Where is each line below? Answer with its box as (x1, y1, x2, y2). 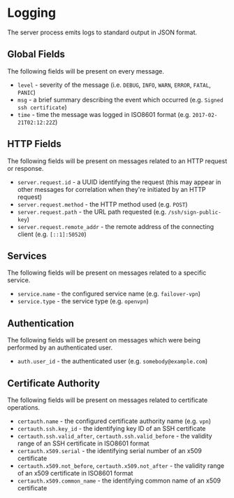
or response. (7, 164, 44, 172)
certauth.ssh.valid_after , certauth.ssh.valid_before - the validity (17, 432, 212, 440)
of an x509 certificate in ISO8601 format (17, 469, 133, 477)
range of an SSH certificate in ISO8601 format (17, 439, 149, 448)
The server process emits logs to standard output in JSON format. (7, 28, 198, 36)
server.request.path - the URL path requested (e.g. (17, 207, 167, 216)
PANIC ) (17, 88, 36, 96)
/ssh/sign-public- (168, 209, 221, 216)
